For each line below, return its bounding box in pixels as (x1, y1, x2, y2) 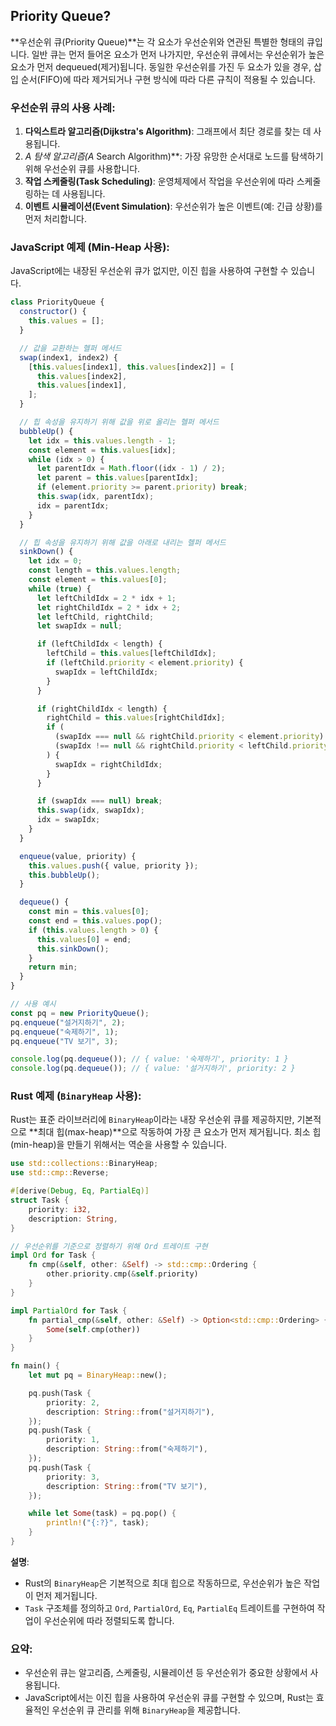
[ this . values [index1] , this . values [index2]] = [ (28, 362, 235, 372)
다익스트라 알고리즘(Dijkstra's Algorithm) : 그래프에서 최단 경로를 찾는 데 (24, 125, 312, 138)
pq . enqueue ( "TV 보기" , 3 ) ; (10, 1036, 119, 1046)
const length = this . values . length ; (28, 565, 182, 576)
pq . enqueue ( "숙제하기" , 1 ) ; (10, 1027, 119, 1037)
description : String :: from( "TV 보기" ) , (46, 1481, 208, 1491)
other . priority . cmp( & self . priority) (46, 1269, 199, 1279)
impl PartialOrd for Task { (10, 1305, 128, 1316)
